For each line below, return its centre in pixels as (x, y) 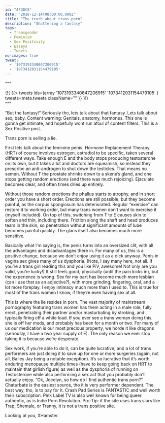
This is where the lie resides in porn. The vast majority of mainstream (75, 302)
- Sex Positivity (27, 42)
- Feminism (21, 37)
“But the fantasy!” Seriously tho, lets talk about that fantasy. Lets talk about (81, 113)
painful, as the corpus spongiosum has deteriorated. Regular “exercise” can (82, 204)
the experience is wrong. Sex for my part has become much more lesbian (80, 277)
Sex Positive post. (23, 128)
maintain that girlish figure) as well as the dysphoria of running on (72, 369)
